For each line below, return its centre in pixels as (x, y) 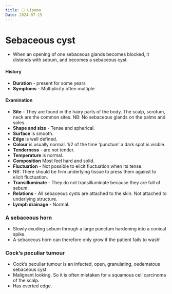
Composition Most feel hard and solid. (54, 161)
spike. (19, 234)
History (14, 72)
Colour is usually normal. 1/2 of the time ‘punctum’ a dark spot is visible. (89, 144)
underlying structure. (35, 199)
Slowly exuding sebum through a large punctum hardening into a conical (89, 229)
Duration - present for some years (49, 83)
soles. (19, 122)
